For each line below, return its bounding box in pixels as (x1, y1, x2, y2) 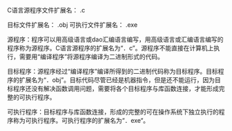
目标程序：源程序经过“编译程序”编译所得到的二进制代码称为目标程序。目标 (7, 68, 219, 75)
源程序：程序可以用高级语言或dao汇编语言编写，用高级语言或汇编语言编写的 (7, 35, 224, 43)
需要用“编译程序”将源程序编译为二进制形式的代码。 (19, 52, 164, 61)
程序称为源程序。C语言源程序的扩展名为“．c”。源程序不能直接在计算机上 (7, 44, 214, 52)
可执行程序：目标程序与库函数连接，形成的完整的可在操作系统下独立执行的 (7, 108, 219, 116)
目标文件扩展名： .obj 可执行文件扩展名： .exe (7, 21, 138, 29)
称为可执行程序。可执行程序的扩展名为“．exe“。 (12, 117, 150, 124)
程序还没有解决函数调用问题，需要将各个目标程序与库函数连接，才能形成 (12, 85, 219, 92)
